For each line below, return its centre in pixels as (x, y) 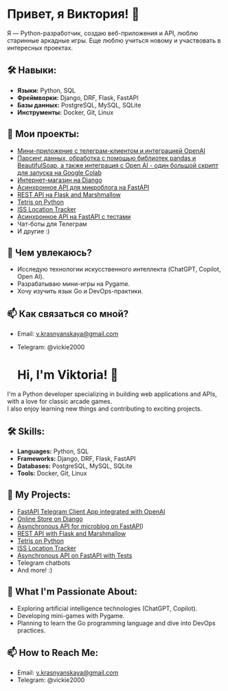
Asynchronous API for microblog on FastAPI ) (80, 526)
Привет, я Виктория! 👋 (73, 14)
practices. (31, 630)
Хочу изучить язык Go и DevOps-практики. (80, 291)
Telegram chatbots (44, 563)
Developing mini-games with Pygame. (71, 615)
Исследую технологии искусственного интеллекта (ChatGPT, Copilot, (119, 269)
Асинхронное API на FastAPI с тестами (74, 216)
